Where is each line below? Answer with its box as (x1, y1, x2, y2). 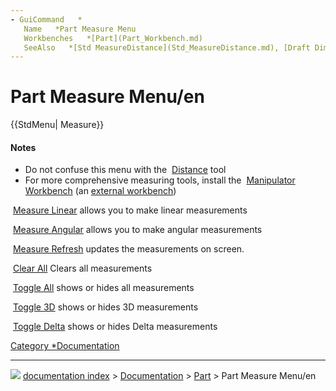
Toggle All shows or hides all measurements (12, 282, 195, 294)
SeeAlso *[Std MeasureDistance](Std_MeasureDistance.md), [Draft (23, 42, 311, 53)
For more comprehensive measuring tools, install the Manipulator (24, 174, 296, 186)
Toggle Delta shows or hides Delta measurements (12, 321, 218, 333)
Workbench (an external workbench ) (24, 185, 177, 197)
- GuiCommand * (10, 14, 83, 25)
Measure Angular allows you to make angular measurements (12, 224, 263, 236)
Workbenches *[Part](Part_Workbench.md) (23, 33, 203, 43)
